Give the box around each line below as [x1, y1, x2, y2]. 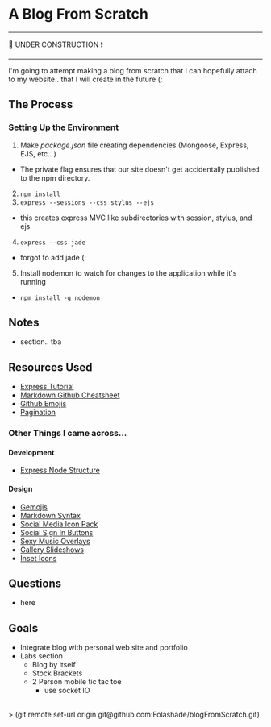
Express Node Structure [19, 465, 101, 476]
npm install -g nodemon [19, 293, 101, 302]
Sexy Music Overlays [19, 536, 90, 546]
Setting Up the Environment [8, 122, 119, 133]
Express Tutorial [19, 382, 74, 392]
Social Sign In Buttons [19, 527, 94, 537]
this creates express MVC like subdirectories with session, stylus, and [19, 213, 252, 222]
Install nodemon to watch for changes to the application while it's [19, 268, 237, 278]
